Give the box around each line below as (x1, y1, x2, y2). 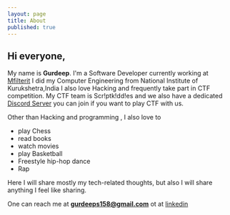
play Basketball (17, 150, 63, 158)
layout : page (7, 10, 46, 18)
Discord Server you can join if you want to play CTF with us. (7, 99, 184, 107)
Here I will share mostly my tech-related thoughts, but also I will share (7, 179, 213, 187)
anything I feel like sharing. (7, 186, 87, 194)
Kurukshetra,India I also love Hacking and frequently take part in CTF (7, 84, 211, 93)
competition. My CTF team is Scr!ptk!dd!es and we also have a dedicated (7, 92, 223, 100)
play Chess (17, 127, 51, 135)
